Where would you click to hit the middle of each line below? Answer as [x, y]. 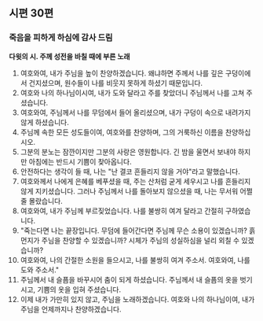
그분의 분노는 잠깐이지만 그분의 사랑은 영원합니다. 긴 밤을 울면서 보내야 [128, 152]
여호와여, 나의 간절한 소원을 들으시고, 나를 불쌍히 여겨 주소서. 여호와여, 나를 [135, 260]
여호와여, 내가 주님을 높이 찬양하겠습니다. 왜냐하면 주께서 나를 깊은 [122, 73]
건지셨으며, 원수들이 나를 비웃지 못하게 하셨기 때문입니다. [116, 83]
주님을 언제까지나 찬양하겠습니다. [71, 309]
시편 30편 [31, 13]
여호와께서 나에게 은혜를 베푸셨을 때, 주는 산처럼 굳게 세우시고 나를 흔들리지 [135, 181]
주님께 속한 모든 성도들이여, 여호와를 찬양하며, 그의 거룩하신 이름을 [122, 132]
